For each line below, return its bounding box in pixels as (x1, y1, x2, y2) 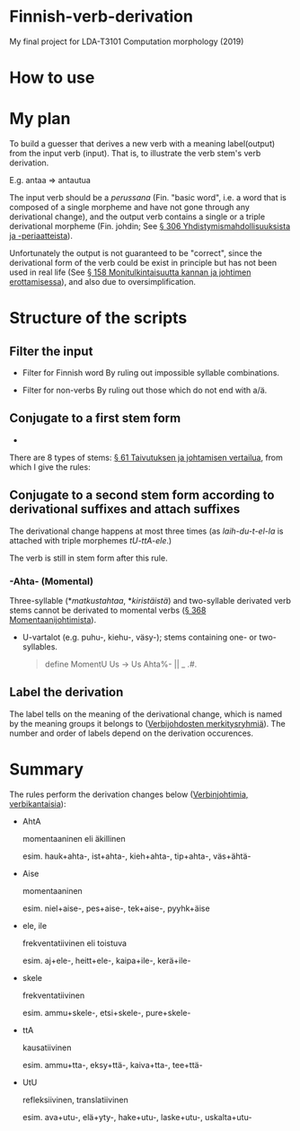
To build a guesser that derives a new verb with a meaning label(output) (9, 138, 276, 149)
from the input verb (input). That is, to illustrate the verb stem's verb (9, 148, 261, 159)
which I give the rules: (9, 461, 92, 473)
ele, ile (22, 920, 48, 931)
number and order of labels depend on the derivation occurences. (9, 728, 254, 738)
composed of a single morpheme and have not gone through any (9, 202, 250, 213)
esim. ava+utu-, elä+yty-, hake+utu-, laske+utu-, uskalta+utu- (22, 1111, 252, 1122)
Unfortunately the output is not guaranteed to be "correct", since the (9, 248, 263, 259)
